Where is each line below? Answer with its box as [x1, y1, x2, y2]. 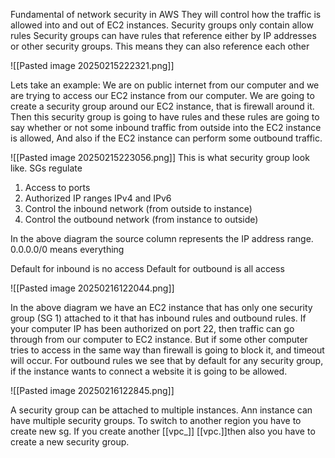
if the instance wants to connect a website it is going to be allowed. [10, 365, 288, 377]
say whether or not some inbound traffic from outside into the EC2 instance [10, 122, 322, 133]
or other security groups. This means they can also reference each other [10, 40, 310, 52]
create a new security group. [10, 436, 130, 448]
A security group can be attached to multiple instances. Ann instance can [10, 404, 313, 416]
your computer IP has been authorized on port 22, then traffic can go [10, 323, 295, 334]
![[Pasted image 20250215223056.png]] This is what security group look [10, 152, 310, 163]
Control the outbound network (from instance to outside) [24, 214, 259, 225]
